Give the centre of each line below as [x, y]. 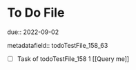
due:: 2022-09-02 [33, 32]
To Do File [36, 13]
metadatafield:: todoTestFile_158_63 [58, 45]
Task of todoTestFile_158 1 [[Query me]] [73, 59]
